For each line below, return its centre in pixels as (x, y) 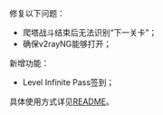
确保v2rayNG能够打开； (67, 44)
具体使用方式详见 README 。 (62, 101)
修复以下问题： (37, 13)
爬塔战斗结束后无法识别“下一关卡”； (90, 33)
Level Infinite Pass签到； (68, 82)
